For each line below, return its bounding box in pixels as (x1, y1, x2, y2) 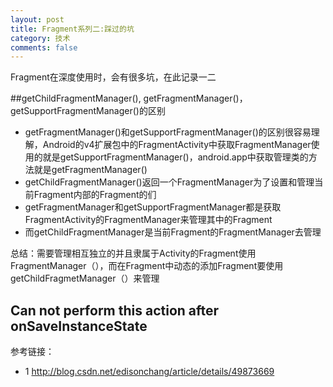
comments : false (10, 42, 78, 53)
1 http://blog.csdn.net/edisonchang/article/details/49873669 (24, 366, 275, 378)
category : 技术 (10, 33, 71, 43)
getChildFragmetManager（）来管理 (10, 272, 160, 285)
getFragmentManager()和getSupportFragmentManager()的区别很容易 (24, 126, 312, 138)
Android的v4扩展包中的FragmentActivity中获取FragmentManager (42, 139, 312, 151)
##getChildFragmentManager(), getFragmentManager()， (10, 92, 248, 105)
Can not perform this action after (10, 302, 220, 319)
